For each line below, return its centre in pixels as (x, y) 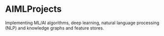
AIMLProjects (33, 9)
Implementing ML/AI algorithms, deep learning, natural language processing (82, 23)
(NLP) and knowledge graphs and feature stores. (55, 28)
